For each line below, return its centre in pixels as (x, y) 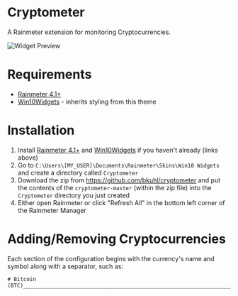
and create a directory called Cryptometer (78, 172)
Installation (41, 130)
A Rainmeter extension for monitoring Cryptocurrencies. (89, 32)
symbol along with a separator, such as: (66, 266)
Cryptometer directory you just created (73, 195)
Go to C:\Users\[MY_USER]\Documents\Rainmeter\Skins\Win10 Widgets (118, 165)
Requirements (50, 75)
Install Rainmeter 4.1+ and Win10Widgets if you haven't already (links (118, 150)
